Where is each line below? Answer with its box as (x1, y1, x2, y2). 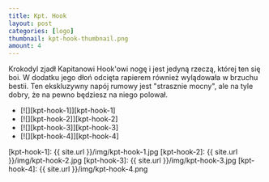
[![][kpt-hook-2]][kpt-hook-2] (19, 114, 118, 124)
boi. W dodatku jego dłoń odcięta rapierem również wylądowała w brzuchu (8, 73, 258, 83)
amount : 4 (8, 42, 42, 50)
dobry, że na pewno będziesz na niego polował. (8, 90, 169, 99)
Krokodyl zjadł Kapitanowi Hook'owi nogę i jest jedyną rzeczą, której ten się (8, 64, 261, 74)
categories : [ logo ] (8, 27, 75, 35)
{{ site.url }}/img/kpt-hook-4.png (39, 164, 148, 174)
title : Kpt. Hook (8, 11, 67, 20)
